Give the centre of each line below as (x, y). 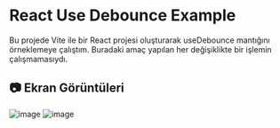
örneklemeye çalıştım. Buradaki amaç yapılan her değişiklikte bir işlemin (141, 49)
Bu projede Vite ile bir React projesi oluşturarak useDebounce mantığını (140, 40)
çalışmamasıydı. (39, 59)
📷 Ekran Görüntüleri (67, 88)
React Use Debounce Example (123, 16)
